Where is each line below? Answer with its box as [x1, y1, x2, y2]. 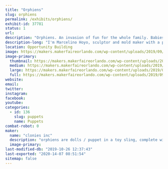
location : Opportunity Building [5, 44, 72, 49]
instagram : [5, 91, 28, 96]
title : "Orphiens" [5, 7, 43, 12]
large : [9, 68, 23, 73]
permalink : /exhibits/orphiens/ [5, 16, 72, 21]
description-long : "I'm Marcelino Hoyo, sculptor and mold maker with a [5, 40, 160, 45]
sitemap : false [5, 156, 37, 161]
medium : [9, 63, 26, 68]
